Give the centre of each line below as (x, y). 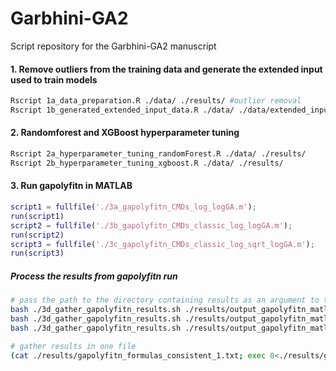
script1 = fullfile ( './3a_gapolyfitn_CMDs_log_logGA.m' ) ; (133, 207)
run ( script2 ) (37, 235)
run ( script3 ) (37, 253)
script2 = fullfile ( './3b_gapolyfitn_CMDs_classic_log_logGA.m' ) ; (151, 225)
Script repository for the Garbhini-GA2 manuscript (113, 46)
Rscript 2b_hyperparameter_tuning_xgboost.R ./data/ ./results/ (147, 163)
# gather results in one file (73, 346)
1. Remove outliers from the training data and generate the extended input (166, 69)
